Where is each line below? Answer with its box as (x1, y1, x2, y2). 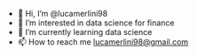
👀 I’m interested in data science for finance (17, 17, 175, 28)
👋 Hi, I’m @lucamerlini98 (17, 9, 108, 18)
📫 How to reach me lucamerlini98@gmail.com (17, 37, 189, 47)
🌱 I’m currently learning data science (17, 27, 153, 37)
